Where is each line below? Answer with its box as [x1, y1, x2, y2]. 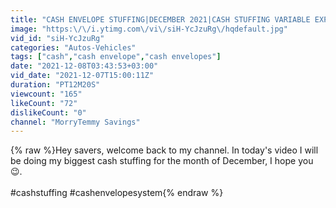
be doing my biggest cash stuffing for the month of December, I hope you [10, 155, 314, 167]
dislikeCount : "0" [10, 107, 87, 118]
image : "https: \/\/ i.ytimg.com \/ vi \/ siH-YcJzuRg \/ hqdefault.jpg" [10, 24, 288, 34]
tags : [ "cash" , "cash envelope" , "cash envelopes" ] [10, 52, 222, 62]
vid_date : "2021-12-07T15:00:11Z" [10, 71, 155, 81]
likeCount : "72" [10, 98, 78, 108]
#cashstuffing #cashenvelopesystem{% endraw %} [10, 187, 224, 199]
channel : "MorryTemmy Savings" [10, 117, 141, 127]
